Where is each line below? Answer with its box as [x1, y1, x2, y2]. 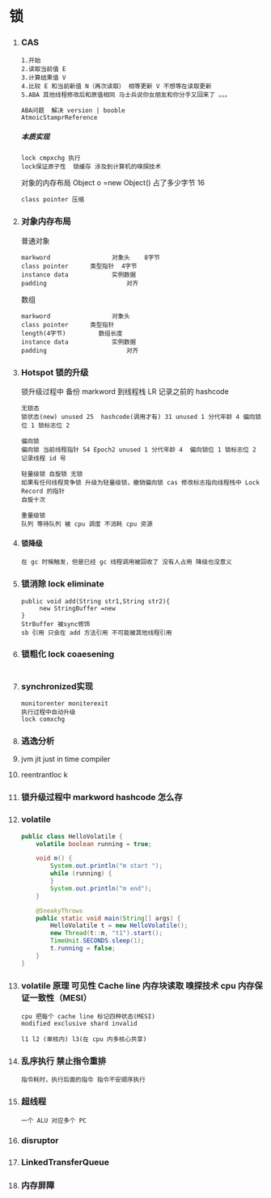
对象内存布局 [20, 216, 71, 227]
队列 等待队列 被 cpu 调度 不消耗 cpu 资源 [20, 520, 153, 528]
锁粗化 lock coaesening [20, 649, 115, 660]
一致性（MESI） [29, 992, 92, 1003]
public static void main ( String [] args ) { [36, 914, 181, 922]
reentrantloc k [20, 770, 68, 780]
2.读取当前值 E [20, 66, 66, 74]
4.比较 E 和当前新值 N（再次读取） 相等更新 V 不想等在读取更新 [20, 83, 212, 91]
